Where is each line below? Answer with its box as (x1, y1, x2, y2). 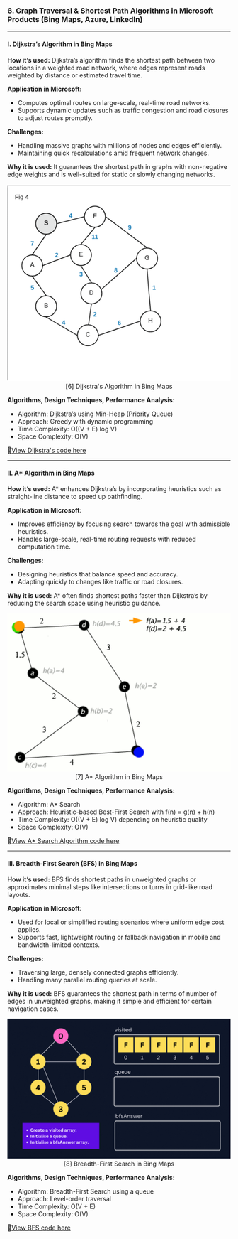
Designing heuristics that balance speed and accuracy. (17, 570, 178, 578)
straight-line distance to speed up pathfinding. (7, 493, 143, 500)
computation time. (17, 542, 71, 551)
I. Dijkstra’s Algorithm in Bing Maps (7, 40, 113, 48)
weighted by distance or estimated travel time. (7, 70, 143, 80)
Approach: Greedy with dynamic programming (17, 417, 154, 425)
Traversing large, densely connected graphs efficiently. (17, 967, 179, 976)
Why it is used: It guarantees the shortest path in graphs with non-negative (7, 162, 228, 171)
